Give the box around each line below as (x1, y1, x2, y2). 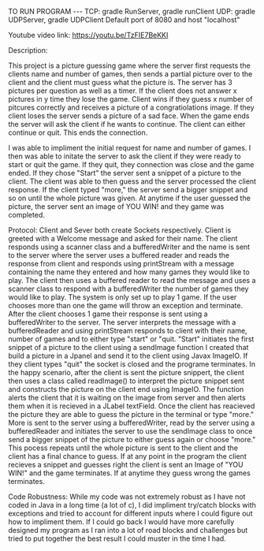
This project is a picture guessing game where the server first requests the (8, 61, 251, 70)
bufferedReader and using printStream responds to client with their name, (8, 326, 247, 335)
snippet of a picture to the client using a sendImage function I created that (8, 343, 249, 352)
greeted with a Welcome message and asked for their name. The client (8, 234, 238, 243)
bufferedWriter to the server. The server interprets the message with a (8, 318, 236, 326)
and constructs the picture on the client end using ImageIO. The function (8, 385, 244, 393)
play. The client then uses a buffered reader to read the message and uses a (8, 276, 256, 285)
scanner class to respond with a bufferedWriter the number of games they (8, 284, 249, 293)
